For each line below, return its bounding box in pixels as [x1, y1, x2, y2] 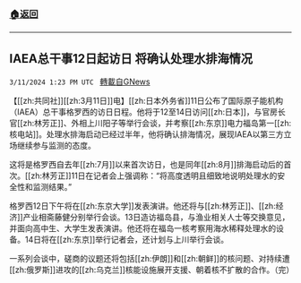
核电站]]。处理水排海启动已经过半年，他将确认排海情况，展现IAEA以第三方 [9, 129, 284, 140]
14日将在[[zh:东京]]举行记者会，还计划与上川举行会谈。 [24, 235, 229, 245]
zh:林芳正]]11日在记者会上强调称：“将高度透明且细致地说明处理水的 [30, 170, 278, 181]
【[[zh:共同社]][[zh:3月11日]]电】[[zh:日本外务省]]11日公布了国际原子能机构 [9, 96, 284, 107]
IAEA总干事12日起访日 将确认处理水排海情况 [9, 51, 254, 66]
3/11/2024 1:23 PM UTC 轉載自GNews [9, 76, 150, 87]
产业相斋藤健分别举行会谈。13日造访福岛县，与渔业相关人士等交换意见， [22, 212, 290, 223]
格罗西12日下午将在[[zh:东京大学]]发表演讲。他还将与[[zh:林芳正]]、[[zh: [9, 201, 276, 211]
